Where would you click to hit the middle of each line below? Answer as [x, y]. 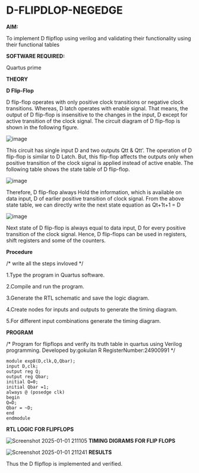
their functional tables [33, 45]
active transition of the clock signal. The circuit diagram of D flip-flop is [93, 121]
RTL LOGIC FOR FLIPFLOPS [40, 429]
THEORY [17, 79]
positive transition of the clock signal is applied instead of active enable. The [100, 163]
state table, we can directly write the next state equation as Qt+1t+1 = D [94, 205]
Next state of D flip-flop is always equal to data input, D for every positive [96, 228]
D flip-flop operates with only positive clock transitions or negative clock [95, 102]
